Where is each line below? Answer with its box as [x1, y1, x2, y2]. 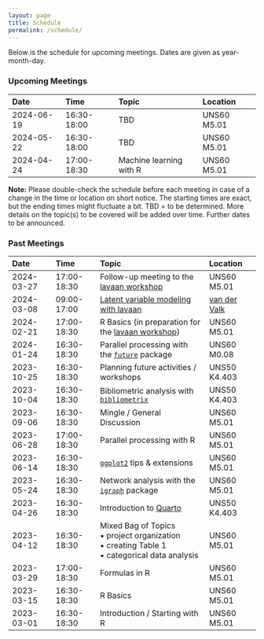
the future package [99, 349, 173, 360]
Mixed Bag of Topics [99, 520, 176, 531]
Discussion [99, 416, 141, 427]
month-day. [8, 56, 46, 65]
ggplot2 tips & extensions [99, 457, 194, 468]
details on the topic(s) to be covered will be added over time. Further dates [8, 209, 250, 219]
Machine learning [118, 154, 183, 165]
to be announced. [8, 218, 65, 227]
